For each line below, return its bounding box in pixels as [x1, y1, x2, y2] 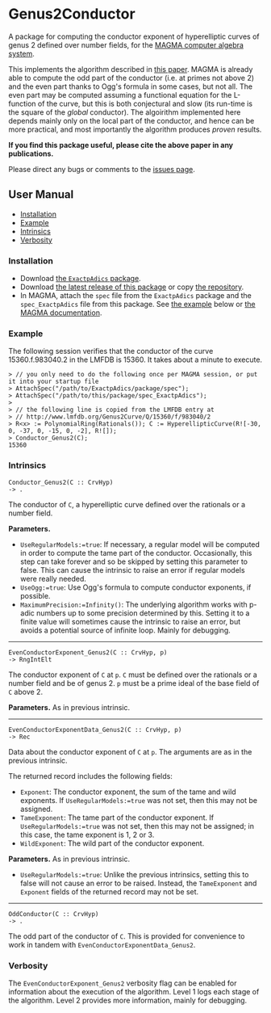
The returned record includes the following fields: [8, 771, 173, 780]
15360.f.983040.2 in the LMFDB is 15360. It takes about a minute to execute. [8, 355, 263, 364]
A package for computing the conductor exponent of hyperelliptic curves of [8, 32, 260, 41]
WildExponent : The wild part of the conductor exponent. [19, 838, 205, 848]
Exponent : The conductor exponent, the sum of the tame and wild [19, 787, 236, 797]
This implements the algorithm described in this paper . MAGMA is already [8, 64, 253, 74]
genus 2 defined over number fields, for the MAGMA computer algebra [8, 40, 244, 49]
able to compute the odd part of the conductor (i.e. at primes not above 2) [8, 73, 255, 82]
